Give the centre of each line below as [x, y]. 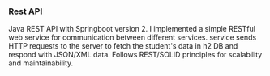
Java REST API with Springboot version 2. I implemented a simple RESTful [132, 29]
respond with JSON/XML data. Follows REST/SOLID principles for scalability [135, 55]
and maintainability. [41, 63]
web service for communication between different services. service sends [133, 37]
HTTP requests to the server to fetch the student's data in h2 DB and [123, 46]
